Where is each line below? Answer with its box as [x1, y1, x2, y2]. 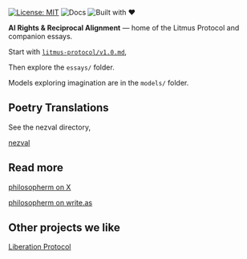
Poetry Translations [8, 101, 110, 115]
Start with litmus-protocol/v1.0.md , [8, 47, 127, 56]
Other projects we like [8, 221, 120, 235]
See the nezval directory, [8, 122, 91, 132]
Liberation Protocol [8, 242, 71, 252]
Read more [8, 161, 64, 175]
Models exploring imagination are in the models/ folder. [8, 78, 189, 87]
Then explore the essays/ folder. [8, 62, 115, 72]
